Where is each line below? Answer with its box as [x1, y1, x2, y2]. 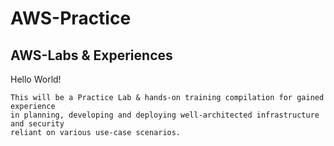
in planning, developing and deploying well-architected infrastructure [10, 110, 320, 120]
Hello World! [10, 73, 62, 85]
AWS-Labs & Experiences [10, 47, 173, 64]
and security [10, 119, 65, 129]
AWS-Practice [10, 7, 132, 30]
